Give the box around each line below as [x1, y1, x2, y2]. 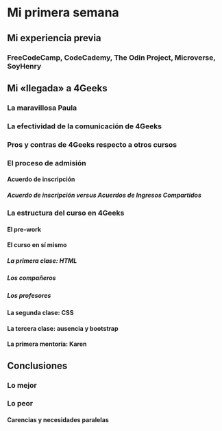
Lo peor [7, 399, 33, 408]
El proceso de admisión [7, 158, 87, 167]
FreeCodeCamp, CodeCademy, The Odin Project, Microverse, [7, 53, 216, 62]
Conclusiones [7, 360, 68, 371]
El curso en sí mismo [7, 241, 67, 249]
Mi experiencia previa [7, 32, 101, 44]
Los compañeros [7, 274, 56, 282]
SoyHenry [7, 61, 42, 71]
